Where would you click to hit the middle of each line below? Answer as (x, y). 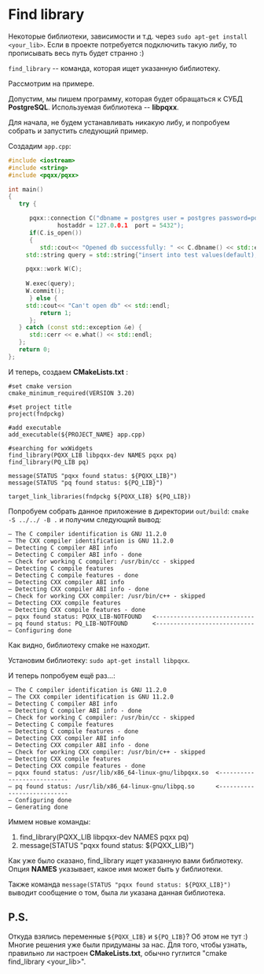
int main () (26, 189)
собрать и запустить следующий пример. (78, 131)
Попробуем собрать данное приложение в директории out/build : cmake (128, 511)
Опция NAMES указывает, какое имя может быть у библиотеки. (115, 868)
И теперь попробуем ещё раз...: (62, 676)
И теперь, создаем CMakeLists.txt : (68, 372)
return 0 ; (35, 350)
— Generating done (38, 807)
